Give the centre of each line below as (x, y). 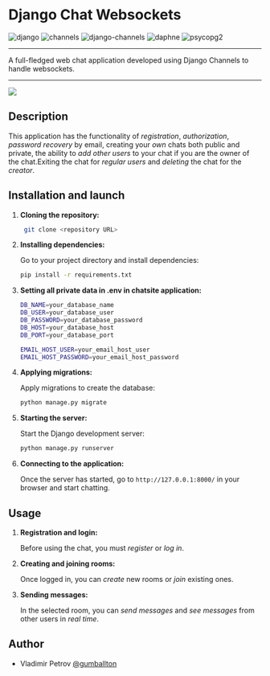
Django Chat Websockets (95, 15)
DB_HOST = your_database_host (67, 327)
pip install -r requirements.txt (76, 275)
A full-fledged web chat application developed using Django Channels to (129, 60)
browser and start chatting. (65, 488)
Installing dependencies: (62, 245)
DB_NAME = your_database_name (67, 305)
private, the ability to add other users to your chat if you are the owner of (129, 153)
